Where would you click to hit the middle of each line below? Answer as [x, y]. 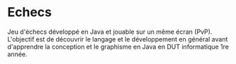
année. [17, 54]
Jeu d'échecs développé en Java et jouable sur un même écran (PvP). [110, 32]
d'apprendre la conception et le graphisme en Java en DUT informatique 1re [118, 46]
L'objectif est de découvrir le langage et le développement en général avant [118, 39]
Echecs [29, 12]
